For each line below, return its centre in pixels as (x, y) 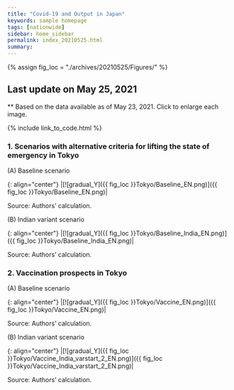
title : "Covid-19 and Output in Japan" (66, 14)
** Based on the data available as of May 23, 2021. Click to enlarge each (113, 107)
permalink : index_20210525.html (55, 40)
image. (17, 114)
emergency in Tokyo (43, 155)
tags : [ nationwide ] (36, 27)
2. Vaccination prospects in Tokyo (67, 273)
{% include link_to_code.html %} (55, 128)
